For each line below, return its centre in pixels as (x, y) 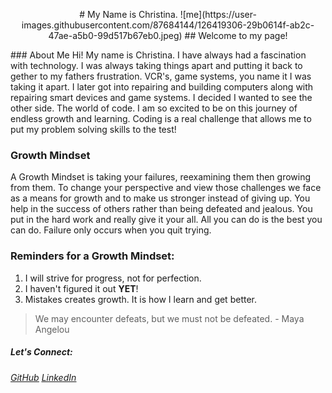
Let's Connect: (41, 352)
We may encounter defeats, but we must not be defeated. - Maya (169, 318)
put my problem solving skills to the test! (93, 129)
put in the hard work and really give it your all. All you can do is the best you (166, 220)
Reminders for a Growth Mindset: (92, 256)
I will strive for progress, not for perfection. (113, 278)
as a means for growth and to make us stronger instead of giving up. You (160, 198)
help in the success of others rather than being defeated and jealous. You (161, 209)
